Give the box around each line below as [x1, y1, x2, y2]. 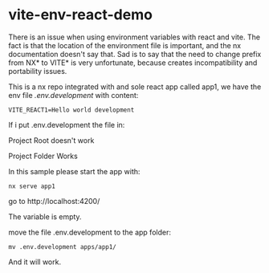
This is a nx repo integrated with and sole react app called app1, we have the [8, 82, 262, 92]
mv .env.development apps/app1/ [8, 242, 116, 251]
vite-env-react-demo [8, 6, 153, 24]
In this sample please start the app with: [8, 166, 141, 176]
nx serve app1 [8, 182, 56, 190]
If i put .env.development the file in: [8, 120, 125, 129]
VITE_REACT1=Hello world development [8, 106, 135, 114]
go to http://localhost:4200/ [8, 196, 100, 206]
